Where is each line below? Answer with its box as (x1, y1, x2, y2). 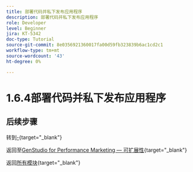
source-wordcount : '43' (6, 53, 65, 59)
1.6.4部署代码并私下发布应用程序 (6, 91, 166, 105)
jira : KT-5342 (6, 31, 42, 37)
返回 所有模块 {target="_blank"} (6, 159, 81, 166)
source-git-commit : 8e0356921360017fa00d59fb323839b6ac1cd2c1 (6, 42, 163, 48)
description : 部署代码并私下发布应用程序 (6, 14, 99, 20)
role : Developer (6, 20, 46, 26)
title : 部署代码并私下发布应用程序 (6, 8, 83, 15)
